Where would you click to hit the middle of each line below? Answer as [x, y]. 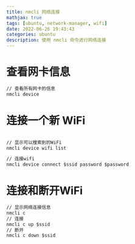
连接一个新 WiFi [46, 120]
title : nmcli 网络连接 [33, 12]
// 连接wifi [20, 159]
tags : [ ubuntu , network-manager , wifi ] [57, 23]
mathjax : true [24, 18]
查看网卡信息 [39, 72]
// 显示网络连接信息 [29, 208]
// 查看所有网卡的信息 [31, 89]
